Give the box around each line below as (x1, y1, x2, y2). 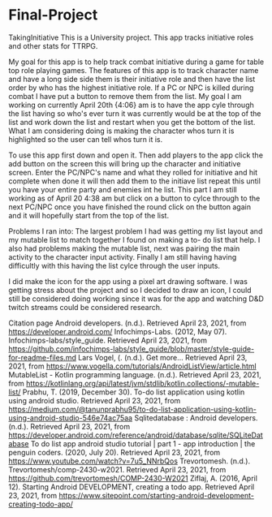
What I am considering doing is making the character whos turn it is (8, 126, 235, 136)
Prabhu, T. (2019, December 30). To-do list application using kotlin (22, 387, 245, 397)
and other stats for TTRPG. (8, 41, 98, 50)
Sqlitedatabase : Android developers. (133, 412, 258, 423)
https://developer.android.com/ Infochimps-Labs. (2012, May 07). (8, 326, 227, 336)
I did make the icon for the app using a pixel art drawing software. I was (8, 276, 248, 286)
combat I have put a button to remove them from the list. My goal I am (8, 91, 242, 101)
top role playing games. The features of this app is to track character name (8, 65, 259, 75)
